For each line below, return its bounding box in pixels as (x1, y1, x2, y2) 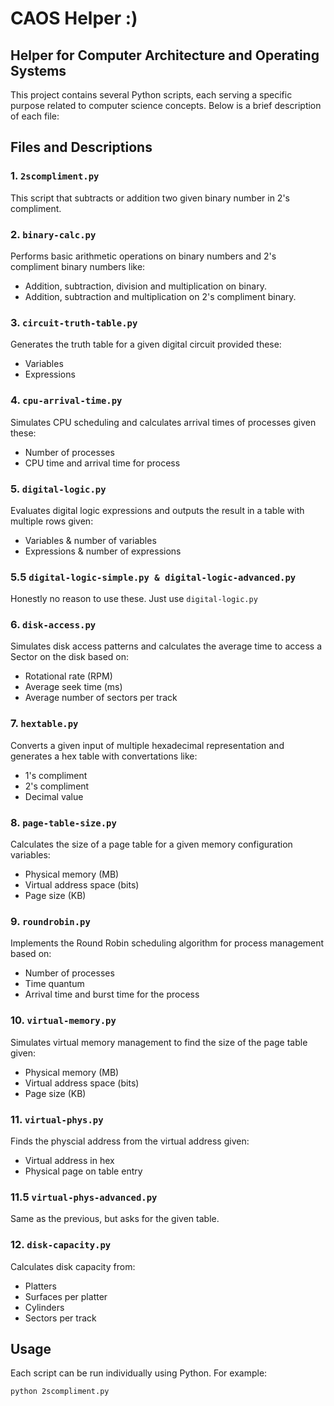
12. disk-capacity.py (10, 1238, 112, 1252)
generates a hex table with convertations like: (10, 750, 198, 762)
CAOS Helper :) (10, 7, 138, 30)
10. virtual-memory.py (10, 1013, 117, 1027)
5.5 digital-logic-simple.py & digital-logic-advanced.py (10, 570, 297, 584)
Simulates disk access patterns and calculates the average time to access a (10, 640, 323, 652)
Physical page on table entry (24, 1165, 143, 1177)
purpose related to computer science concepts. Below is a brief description (10, 100, 322, 111)
